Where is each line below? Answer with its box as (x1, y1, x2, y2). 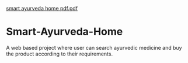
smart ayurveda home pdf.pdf (6, 5, 78, 12)
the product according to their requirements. (6, 50, 113, 57)
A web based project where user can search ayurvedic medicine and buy (6, 44, 182, 51)
